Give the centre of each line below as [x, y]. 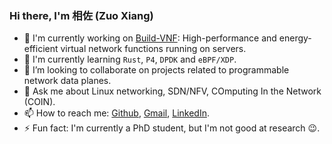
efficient [41, 49]
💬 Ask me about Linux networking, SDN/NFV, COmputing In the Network [172, 91]
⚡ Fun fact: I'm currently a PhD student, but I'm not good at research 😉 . [172, 128]
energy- [295, 38]
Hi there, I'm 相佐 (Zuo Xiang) [81, 15]
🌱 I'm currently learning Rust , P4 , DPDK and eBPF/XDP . [130, 59]
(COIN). [39, 102]
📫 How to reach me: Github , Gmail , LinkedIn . [116, 113]
